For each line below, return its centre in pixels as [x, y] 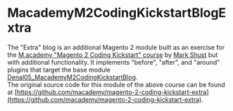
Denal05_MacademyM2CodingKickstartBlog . [73, 77]
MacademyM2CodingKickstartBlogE [117, 13]
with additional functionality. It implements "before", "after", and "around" [114, 62]
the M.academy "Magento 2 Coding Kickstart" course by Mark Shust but [113, 55]
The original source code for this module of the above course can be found [116, 84]
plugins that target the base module [59, 70]
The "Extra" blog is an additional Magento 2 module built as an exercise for [116, 47]
